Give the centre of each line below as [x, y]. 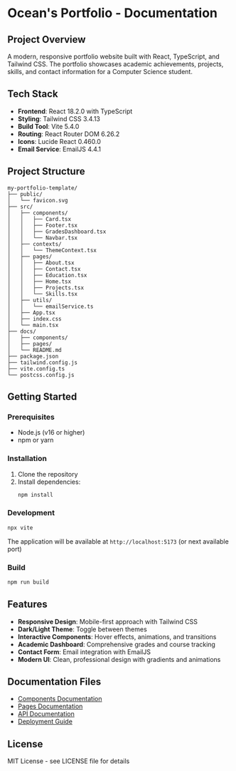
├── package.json [33, 356]
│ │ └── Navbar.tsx [43, 238]
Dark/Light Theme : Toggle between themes [82, 629]
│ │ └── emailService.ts [50, 306]
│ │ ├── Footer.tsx [43, 225]
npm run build [28, 582]
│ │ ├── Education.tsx [47, 275]
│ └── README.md [34, 350]
